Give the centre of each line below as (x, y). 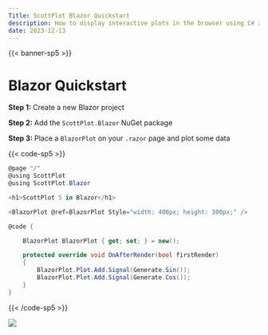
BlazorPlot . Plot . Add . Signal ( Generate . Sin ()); (114, 270)
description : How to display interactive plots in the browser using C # (132, 23)
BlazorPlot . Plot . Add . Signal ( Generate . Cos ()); (114, 278)
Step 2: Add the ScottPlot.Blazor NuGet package (91, 123)
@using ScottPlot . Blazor (49, 183)
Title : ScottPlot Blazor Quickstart (69, 16)
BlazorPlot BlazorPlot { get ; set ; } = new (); (101, 241)
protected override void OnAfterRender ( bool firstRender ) (121, 255)
